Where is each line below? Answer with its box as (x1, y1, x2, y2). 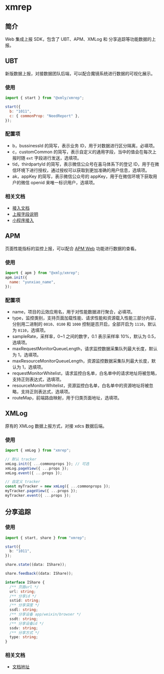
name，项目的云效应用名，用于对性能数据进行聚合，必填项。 (12, 309, 136, 314)
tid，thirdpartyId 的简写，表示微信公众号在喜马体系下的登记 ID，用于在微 (12, 161, 160, 167)
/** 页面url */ (9, 584, 39, 590)
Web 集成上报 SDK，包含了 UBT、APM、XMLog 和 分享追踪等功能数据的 (5, 36, 152, 42)
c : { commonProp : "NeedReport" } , (9, 113, 80, 118)
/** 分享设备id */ (9, 621, 44, 626)
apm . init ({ (5, 275, 27, 280)
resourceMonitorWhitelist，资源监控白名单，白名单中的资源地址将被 (12, 382, 149, 388)
